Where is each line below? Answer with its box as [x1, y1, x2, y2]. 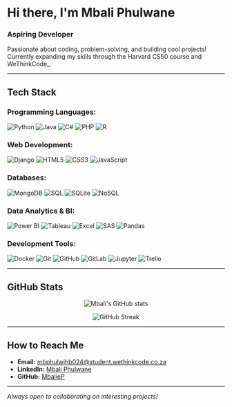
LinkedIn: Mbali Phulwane [17, 365, 92, 373]
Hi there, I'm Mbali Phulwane [7, 5, 175, 21]
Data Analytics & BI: [7, 206, 75, 216]
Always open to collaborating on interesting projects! [7, 392, 158, 400]
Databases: [7, 173, 47, 182]
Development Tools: [7, 238, 76, 248]
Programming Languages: [7, 107, 97, 117]
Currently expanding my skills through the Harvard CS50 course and [7, 53, 202, 61]
